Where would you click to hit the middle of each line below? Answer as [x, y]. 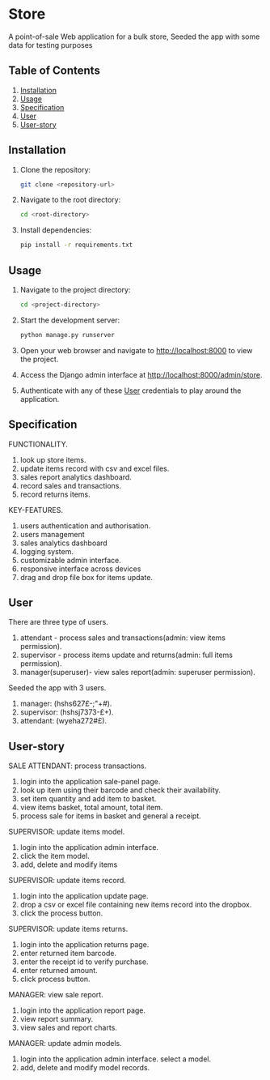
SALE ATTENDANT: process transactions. [78, 766]
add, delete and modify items [69, 864]
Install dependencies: [56, 230]
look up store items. [53, 459]
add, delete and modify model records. [85, 1068]
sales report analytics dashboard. [76, 477]
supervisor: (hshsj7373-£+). [67, 712]
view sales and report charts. [68, 1028]
